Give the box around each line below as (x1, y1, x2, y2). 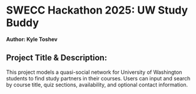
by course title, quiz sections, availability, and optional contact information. (6, 81, 188, 88)
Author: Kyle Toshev (6, 35, 58, 43)
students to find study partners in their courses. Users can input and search (6, 74, 191, 82)
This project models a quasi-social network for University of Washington (6, 69, 182, 76)
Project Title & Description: (6, 53, 107, 63)
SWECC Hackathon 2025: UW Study (6, 4, 188, 17)
